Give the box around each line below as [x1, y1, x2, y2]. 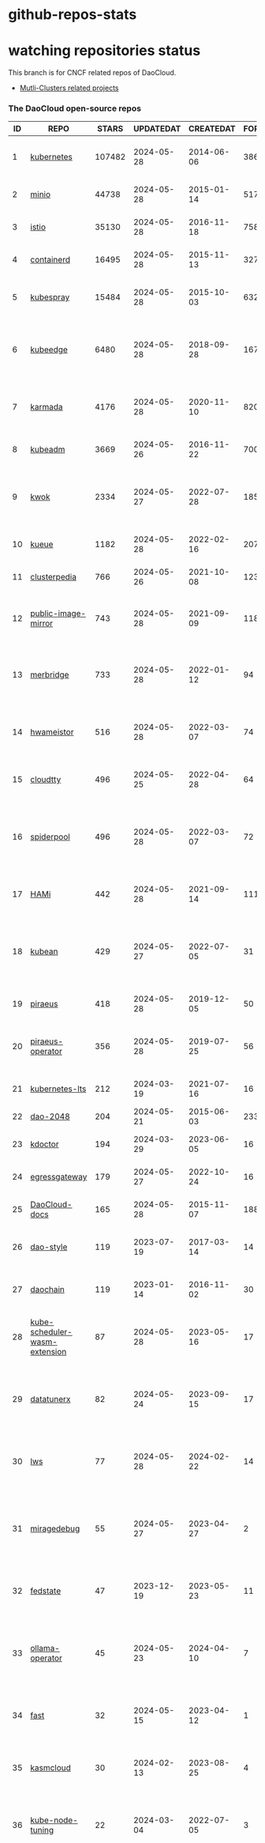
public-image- [30, 608, 87, 619]
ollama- [30, 1643, 61, 1654]
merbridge [30, 670, 69, 681]
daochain [30, 1284, 65, 1295]
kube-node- [30, 1815, 79, 1826]
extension [30, 1346, 67, 1358]
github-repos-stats [8, 6, 137, 24]
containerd [30, 255, 71, 266]
